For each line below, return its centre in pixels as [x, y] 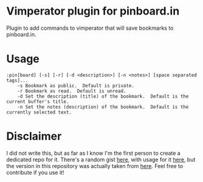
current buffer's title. [38, 101]
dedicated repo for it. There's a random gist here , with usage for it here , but [101, 160]
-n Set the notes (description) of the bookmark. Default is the [103, 107]
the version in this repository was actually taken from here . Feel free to [95, 166]
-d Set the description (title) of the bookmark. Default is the [103, 96]
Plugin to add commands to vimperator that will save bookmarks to [90, 28]
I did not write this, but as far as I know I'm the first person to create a [93, 153]
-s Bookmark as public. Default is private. [76, 86]
